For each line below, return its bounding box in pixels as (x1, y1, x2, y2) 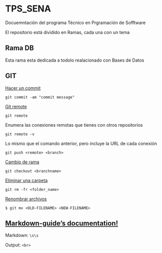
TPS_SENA (5, 3, 51, 15)
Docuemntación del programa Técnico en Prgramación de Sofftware (5, 20, 146, 26)
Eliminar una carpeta (5, 177, 48, 183)
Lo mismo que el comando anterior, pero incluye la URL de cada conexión (5, 140, 157, 146)
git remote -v (5, 131, 35, 137)
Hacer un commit (5, 85, 41, 91)
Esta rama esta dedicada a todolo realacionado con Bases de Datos (5, 57, 144, 63)
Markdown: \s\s (5, 232, 39, 238)
